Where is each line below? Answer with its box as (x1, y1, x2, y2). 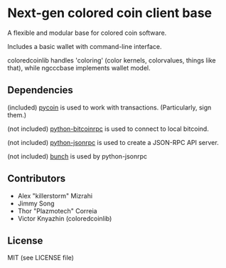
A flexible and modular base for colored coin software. (7, 28, 167, 37)
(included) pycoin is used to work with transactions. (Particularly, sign (7, 103, 212, 112)
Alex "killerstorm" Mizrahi (17, 191, 93, 200)
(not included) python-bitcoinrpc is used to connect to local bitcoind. (7, 124, 210, 133)
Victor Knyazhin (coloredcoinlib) (17, 214, 112, 223)
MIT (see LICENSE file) (7, 254, 75, 262)
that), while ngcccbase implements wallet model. (7, 63, 151, 72)
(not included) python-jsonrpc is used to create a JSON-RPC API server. (7, 138, 219, 146)
